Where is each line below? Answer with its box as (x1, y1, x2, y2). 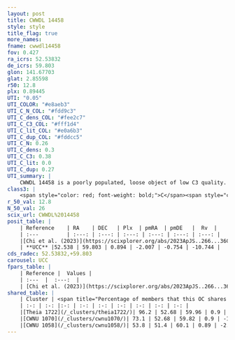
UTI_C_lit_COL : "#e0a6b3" (7, 127, 83, 134)
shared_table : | (7, 289, 55, 297)
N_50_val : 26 (7, 205, 45, 212)
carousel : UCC (7, 257, 49, 264)
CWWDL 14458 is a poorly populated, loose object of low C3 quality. (20, 179, 227, 186)
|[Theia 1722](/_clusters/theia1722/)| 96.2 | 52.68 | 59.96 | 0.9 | (20, 309, 227, 316)
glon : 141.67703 (7, 68, 55, 75)
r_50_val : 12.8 (7, 198, 52, 206)
